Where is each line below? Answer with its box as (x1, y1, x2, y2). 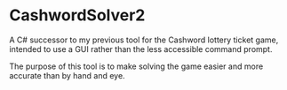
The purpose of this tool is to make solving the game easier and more (9, 61, 264, 71)
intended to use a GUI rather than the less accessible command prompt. (9, 43, 273, 54)
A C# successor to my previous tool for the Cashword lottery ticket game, (9, 34, 279, 45)
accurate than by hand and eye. (9, 70, 126, 80)
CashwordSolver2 (9, 5, 146, 26)
